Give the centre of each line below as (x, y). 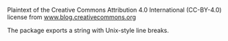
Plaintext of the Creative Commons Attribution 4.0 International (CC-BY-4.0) (114, 10)
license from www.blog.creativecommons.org (71, 17)
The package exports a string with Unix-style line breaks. (88, 30)
